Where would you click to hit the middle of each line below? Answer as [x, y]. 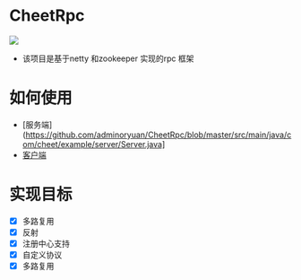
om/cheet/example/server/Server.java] [94, 144]
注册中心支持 [46, 243]
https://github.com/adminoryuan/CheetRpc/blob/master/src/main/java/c [159, 135]
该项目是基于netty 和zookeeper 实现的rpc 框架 [108, 58]
